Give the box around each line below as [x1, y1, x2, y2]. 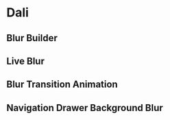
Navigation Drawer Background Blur [6, 101, 164, 114]
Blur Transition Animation [6, 79, 118, 91]
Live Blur [6, 55, 45, 67]
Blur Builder [6, 32, 58, 44]
